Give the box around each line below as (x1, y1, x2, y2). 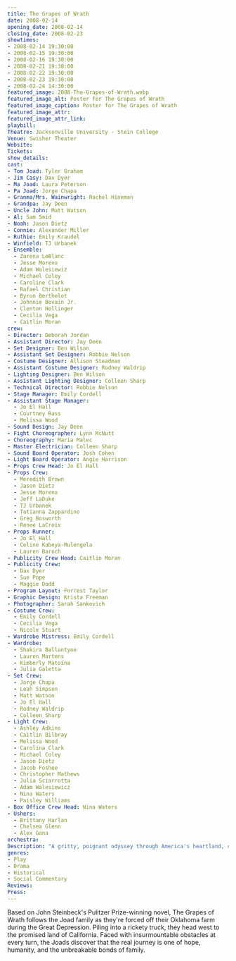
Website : (7, 142, 33, 149)
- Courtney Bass (13, 410, 61, 417)
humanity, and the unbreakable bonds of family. (7, 945, 145, 954)
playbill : (7, 121, 37, 129)
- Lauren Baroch (13, 548, 61, 555)
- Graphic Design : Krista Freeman (7, 594, 109, 601)
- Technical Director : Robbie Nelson (7, 384, 118, 391)
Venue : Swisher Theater (7, 135, 77, 142)
